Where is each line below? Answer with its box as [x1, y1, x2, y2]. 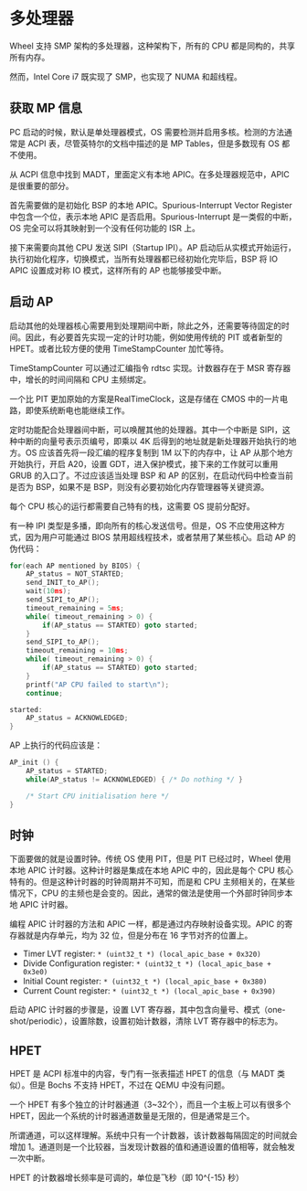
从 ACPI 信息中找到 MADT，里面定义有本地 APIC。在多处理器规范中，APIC [9, 168, 291, 179]
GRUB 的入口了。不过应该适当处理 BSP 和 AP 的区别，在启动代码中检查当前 [9, 470, 294, 481]
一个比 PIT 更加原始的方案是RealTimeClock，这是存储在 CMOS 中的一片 [9, 393, 281, 404]
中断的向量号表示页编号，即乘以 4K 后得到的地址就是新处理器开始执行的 [16, 435, 290, 446]
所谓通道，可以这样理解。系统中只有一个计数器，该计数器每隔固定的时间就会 [9, 1130, 298, 1141]
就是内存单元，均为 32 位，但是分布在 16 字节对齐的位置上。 [25, 930, 253, 941]
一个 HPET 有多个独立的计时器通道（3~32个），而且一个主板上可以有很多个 [9, 1099, 291, 1111]
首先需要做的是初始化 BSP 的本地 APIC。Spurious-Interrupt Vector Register [9, 199, 292, 210]
